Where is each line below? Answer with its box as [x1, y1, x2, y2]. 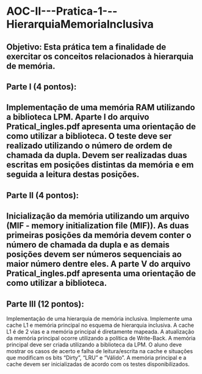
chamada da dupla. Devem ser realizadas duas [6, 150, 187, 160]
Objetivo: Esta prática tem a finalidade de [6, 42, 167, 52]
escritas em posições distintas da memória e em [6, 160, 194, 170]
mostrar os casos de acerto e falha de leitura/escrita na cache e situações [6, 347, 193, 354]
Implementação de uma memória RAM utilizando [6, 102, 195, 113]
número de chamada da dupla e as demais [6, 240, 170, 250]
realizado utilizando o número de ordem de [6, 141, 173, 151]
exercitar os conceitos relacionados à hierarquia [6, 51, 194, 62]
